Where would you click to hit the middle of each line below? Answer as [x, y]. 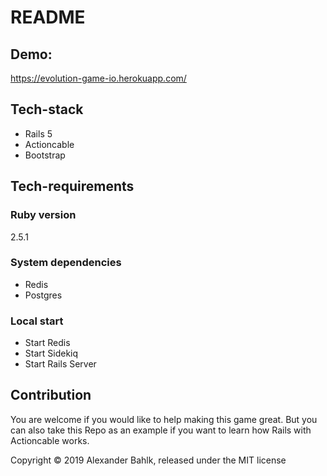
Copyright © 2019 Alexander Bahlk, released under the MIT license [148, 460]
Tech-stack [47, 109]
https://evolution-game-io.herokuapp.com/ [98, 78]
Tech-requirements [72, 186]
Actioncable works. [50, 440]
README [48, 17]
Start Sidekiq [51, 353]
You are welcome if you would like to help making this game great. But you [164, 419]
